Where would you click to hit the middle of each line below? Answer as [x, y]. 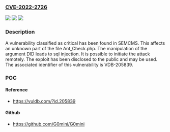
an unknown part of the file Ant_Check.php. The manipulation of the [76, 48]
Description [20, 32]
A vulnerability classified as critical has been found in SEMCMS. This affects [85, 43]
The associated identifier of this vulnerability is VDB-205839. [69, 64]
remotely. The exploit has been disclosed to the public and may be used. [81, 59]
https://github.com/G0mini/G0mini [49, 124]
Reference [17, 90]
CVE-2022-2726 [26, 7]
